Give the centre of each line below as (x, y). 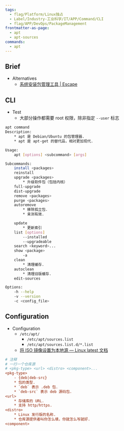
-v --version (27, 297)
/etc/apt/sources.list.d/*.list (60, 344)
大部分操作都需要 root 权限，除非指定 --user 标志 (69, 118)
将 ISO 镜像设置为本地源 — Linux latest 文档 (64, 350)
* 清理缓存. (33, 264)
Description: (18, 132)
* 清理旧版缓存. (37, 274)
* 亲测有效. (33, 214)
